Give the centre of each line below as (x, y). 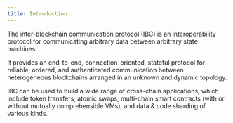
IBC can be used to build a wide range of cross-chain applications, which (113, 91)
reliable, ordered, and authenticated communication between (95, 70)
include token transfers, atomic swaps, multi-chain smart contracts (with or (116, 98)
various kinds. (27, 113)
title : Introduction (38, 14)
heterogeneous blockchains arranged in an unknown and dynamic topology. (117, 77)
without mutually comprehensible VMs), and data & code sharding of (107, 105)
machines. (22, 48)
